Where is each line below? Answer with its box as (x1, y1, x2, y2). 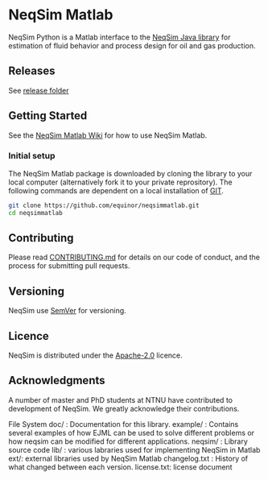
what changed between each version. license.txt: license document (8, 461, 233, 472)
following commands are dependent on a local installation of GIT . (8, 185, 224, 195)
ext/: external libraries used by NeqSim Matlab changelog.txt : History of (8, 453, 249, 463)
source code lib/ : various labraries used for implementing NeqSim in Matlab (8, 445, 261, 454)
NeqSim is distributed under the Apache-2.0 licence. (8, 350, 183, 360)
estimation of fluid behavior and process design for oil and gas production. (8, 40, 256, 50)
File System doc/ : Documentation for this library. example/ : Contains (8, 419, 239, 428)
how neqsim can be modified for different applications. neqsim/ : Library (8, 437, 248, 446)
